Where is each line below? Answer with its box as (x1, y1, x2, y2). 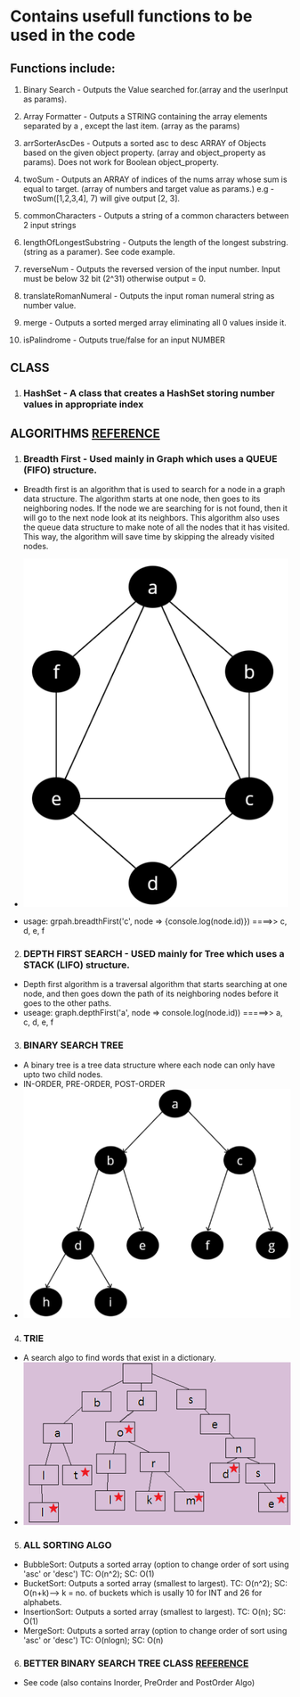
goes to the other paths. (22, 998, 112, 1009)
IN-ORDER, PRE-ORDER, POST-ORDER (22, 1078, 166, 1089)
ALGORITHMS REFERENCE (10, 425, 161, 441)
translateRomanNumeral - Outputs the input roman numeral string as (22, 291, 275, 301)
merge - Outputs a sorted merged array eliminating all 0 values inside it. (22, 317, 288, 327)
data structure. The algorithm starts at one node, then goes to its (22, 493, 261, 504)
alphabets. (22, 1597, 62, 1608)
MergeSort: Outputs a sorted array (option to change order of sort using (22, 1626, 288, 1636)
